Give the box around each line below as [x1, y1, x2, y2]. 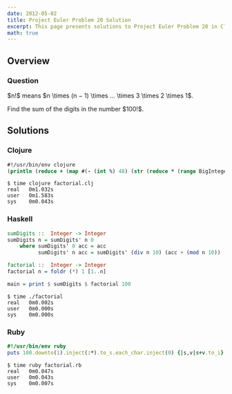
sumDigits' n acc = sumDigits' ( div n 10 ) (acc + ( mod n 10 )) [37, 250, 221, 256]
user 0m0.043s [7, 374, 54, 381]
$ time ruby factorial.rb [7, 362, 81, 368]
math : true [7, 29, 39, 37]
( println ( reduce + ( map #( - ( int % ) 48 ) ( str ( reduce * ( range [7, 167, 196, 175]
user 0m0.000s [7, 305, 54, 312]
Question [7, 75, 39, 85]
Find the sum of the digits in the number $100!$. [7, 104, 144, 113]
